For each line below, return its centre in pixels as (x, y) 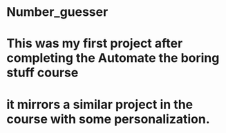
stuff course (43, 73)
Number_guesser (57, 12)
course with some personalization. (108, 119)
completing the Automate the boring (113, 58)
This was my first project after (95, 44)
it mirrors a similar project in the (100, 104)
